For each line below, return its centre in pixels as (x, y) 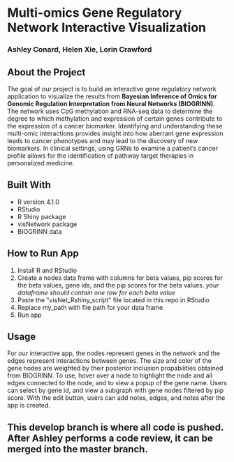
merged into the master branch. (78, 449)
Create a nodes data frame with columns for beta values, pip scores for (120, 278)
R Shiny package (42, 216)
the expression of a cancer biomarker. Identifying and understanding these (115, 126)
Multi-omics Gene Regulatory (95, 13)
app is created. (29, 405)
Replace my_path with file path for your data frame (90, 307)
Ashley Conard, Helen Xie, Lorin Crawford (80, 50)
